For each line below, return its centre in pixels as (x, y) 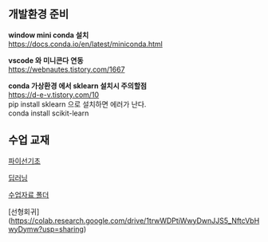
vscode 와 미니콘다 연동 (46, 60)
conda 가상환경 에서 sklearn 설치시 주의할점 (78, 85)
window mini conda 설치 (49, 35)
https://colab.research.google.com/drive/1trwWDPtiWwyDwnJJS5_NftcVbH (135, 221)
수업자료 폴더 (29, 194)
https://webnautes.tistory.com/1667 (67, 69)
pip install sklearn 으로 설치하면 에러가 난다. (77, 104)
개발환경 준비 (39, 14)
